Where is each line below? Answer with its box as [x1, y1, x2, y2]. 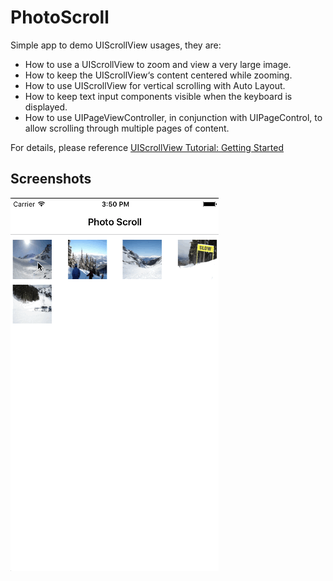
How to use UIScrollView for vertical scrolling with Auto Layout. [24, 79, 286, 91]
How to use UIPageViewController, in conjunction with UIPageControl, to [24, 111, 323, 123]
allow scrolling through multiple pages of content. [24, 122, 230, 134]
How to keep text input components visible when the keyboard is [24, 90, 293, 102]
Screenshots [10, 171, 92, 188]
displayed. [24, 101, 68, 113]
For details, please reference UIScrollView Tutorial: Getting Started [10, 141, 284, 153]
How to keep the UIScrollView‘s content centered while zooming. [24, 69, 293, 81]
